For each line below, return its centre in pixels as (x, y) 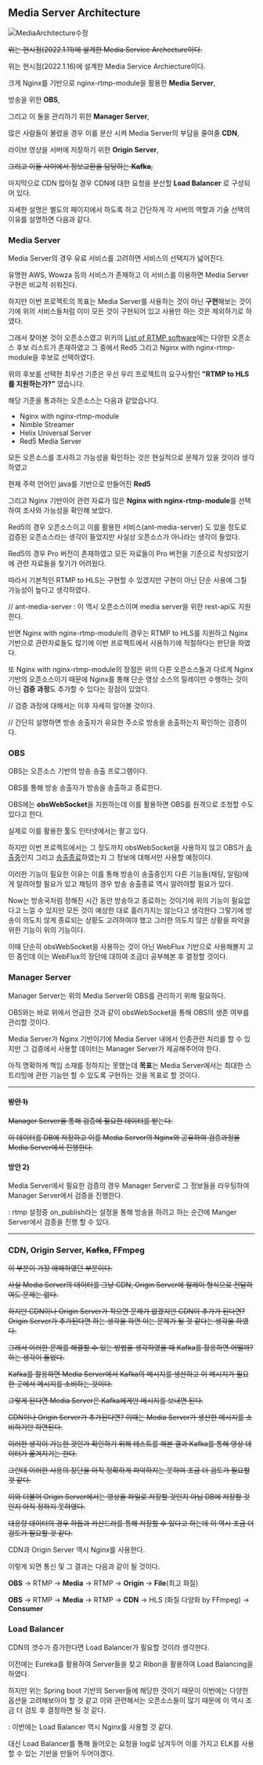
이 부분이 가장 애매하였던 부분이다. (60, 1268)
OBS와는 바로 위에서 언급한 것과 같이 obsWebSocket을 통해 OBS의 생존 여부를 (129, 1012)
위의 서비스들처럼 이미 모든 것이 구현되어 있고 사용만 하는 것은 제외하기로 (133, 311)
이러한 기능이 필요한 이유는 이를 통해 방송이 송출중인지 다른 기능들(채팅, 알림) (125, 874)
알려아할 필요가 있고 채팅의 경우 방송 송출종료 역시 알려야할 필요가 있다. (124, 884)
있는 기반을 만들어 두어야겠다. (70, 1753)
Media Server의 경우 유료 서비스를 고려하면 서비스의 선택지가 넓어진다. (116, 258)
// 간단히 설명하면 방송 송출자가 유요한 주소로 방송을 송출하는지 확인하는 (117, 722)
